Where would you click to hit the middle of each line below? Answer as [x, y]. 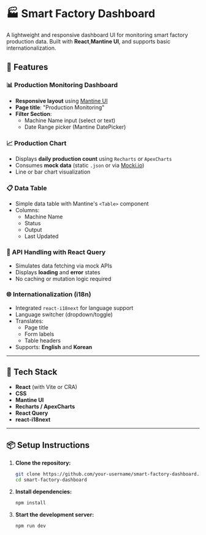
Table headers [43, 341]
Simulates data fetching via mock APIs [63, 266]
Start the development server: [55, 515]
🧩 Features [27, 67]
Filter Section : [33, 114]
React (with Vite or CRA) [46, 387]
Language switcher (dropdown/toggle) [64, 314]
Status [32, 223]
